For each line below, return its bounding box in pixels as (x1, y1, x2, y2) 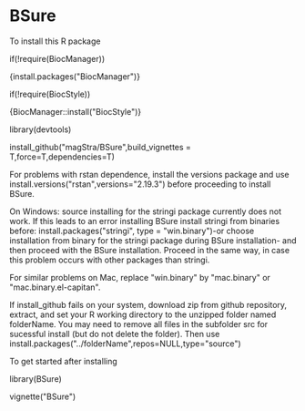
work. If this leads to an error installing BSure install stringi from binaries (9, 215, 280, 226)
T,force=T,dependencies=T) (9, 151, 116, 162)
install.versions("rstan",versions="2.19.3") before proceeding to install (9, 179, 271, 190)
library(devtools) (9, 124, 72, 135)
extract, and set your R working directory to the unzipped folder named (9, 309, 277, 320)
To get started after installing (9, 355, 118, 366)
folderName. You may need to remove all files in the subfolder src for (9, 318, 269, 329)
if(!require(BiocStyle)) (9, 88, 91, 99)
